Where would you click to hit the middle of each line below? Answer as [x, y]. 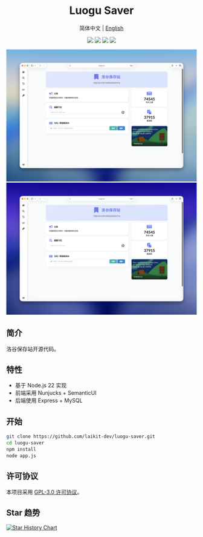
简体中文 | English [101, 28]
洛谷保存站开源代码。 [33, 349]
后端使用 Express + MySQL [49, 401]
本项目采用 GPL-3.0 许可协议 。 [44, 492]
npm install [21, 450]
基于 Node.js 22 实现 [41, 386]
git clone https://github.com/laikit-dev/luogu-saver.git [81, 437]
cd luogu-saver [25, 443]
